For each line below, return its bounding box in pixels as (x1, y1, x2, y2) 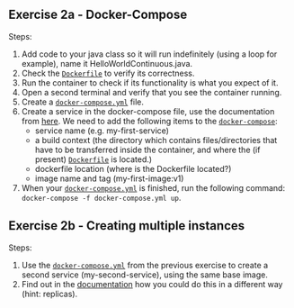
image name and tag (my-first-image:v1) (34, 173, 184, 184)
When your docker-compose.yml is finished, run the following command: (21, 182, 285, 193)
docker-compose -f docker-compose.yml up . (21, 192, 182, 203)
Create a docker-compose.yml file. (21, 96, 145, 107)
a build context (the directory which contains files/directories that (34, 134, 278, 145)
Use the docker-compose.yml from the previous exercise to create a (21, 259, 269, 270)
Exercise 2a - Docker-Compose (8, 7, 188, 23)
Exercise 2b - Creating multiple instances (8, 218, 245, 233)
